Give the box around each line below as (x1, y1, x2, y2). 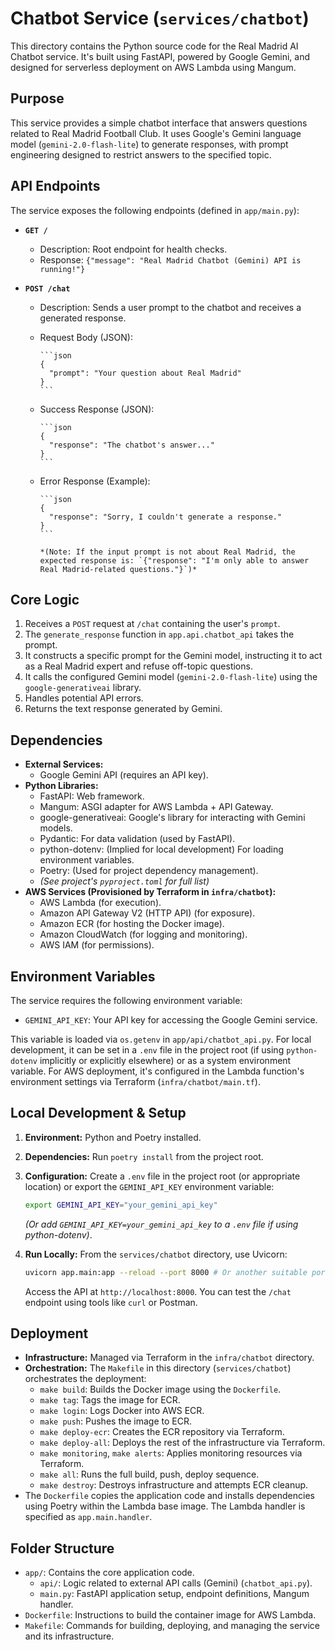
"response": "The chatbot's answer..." (48, 440, 215, 450)
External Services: (24, 758, 104, 771)
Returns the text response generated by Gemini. (24, 703, 223, 715)
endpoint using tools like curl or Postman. (24, 1296, 198, 1308)
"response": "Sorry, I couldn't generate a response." (48, 512, 283, 522)
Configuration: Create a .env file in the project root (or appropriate (24, 1170, 301, 1182)
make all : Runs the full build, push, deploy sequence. (39, 1468, 260, 1481)
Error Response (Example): (39, 475, 151, 487)
